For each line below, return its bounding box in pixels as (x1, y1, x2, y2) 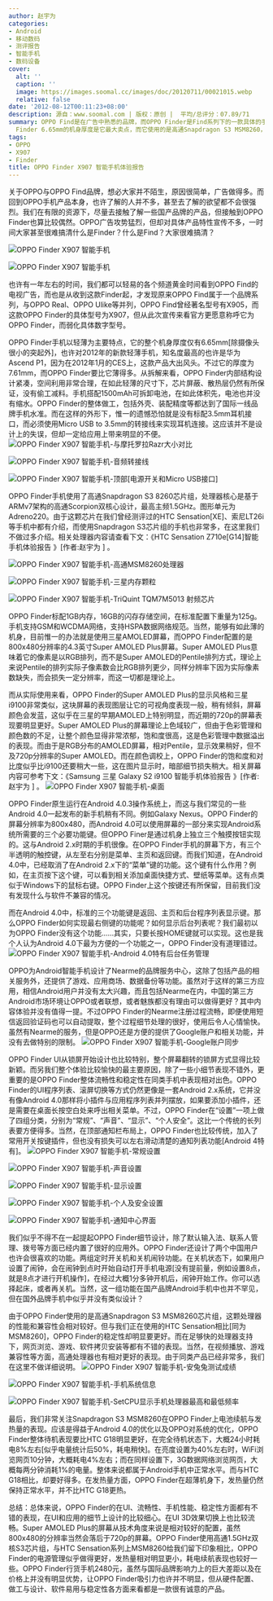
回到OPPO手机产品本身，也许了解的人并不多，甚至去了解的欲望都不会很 (8, 197, 249, 207)
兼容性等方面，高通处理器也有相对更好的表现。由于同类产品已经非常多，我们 (8, 1352, 265, 1361)
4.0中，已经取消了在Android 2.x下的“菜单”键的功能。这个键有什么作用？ (8, 860, 249, 870)
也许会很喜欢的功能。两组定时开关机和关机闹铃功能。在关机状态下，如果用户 (8, 1253, 265, 1263)
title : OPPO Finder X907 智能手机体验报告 (8, 164, 145, 172)
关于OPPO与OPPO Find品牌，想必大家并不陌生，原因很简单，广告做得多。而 (8, 187, 265, 196)
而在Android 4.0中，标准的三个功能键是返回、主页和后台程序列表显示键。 (8, 908, 254, 917)
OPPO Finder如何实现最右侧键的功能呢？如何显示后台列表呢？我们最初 (15, 918, 252, 928)
